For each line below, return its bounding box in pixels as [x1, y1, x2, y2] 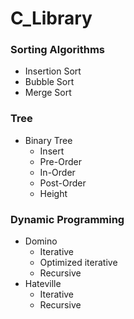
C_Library [10, 7, 93, 30]
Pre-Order [39, 155, 82, 167]
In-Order [39, 166, 76, 178]
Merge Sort [24, 87, 72, 99]
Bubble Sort [24, 76, 75, 88]
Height [39, 187, 68, 199]
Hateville [24, 278, 62, 290]
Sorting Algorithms [10, 43, 106, 57]
